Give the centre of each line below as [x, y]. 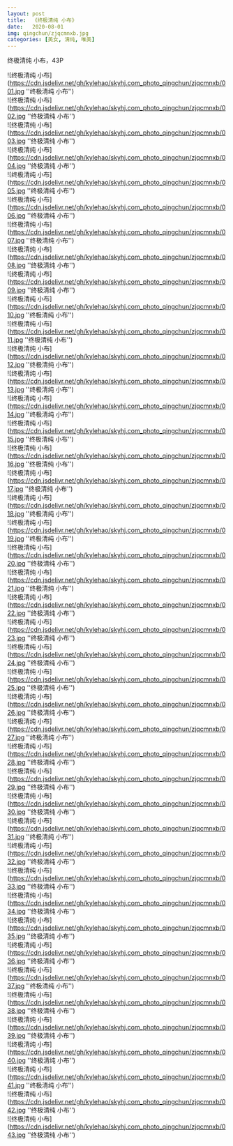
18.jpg [16, 514]
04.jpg [16, 166]
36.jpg [16, 961]
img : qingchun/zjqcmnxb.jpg [48, 33]
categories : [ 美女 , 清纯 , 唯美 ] [51, 40]
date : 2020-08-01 [36, 27]
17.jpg [15, 489]
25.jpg [16, 688]
